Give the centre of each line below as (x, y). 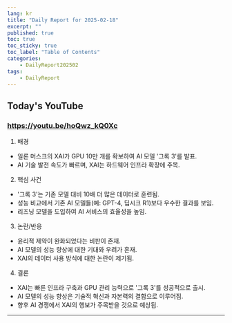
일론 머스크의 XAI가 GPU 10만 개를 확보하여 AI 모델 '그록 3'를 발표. (107, 156)
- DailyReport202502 (49, 65)
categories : (24, 59)
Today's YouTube (45, 105)
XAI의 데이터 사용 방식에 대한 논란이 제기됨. (76, 258)
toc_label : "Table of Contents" (54, 53)
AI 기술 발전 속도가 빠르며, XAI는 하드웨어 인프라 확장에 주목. (98, 165)
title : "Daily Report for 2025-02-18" (63, 20)
